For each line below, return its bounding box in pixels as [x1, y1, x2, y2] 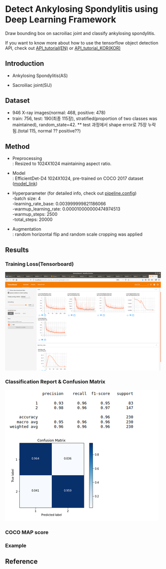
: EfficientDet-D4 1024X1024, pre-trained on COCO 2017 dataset [12, 175, 144, 181]
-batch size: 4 [12, 196, 41, 202]
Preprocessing [12, 156, 42, 162]
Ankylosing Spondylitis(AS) [12, 73, 68, 79]
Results [5, 245, 29, 254]
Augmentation [12, 226, 41, 232]
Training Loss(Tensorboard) [5, 260, 74, 267]
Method [5, 142, 30, 151]
